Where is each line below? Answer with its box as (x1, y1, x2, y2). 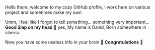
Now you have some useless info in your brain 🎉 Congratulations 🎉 (5, 39, 143, 45)
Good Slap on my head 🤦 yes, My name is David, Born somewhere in (5, 24, 147, 30)
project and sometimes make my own (5, 9, 82, 15)
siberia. (5, 30, 21, 35)
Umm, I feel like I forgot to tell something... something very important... (5, 19, 150, 25)
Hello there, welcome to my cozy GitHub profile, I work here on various (5, 4, 151, 10)
